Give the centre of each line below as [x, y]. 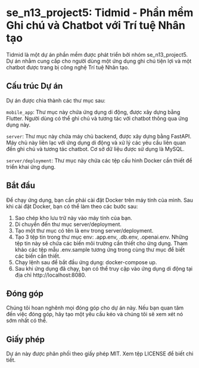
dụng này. [18, 125]
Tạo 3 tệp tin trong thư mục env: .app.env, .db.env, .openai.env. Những [102, 237]
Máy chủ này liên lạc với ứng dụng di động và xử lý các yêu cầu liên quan [96, 143]
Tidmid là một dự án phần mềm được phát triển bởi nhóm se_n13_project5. [97, 54]
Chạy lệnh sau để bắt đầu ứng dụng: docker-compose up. [86, 262]
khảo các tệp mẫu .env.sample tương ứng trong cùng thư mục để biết [100, 249]
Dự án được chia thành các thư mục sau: [56, 100]
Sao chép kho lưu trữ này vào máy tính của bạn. [73, 218]
